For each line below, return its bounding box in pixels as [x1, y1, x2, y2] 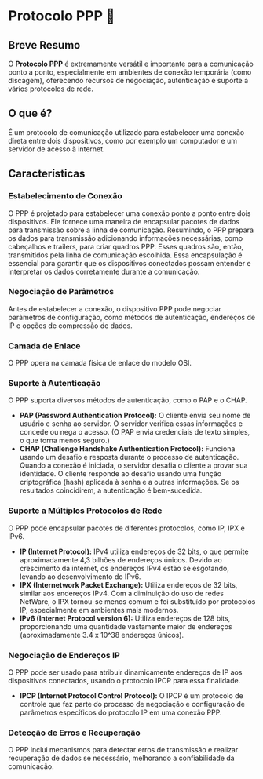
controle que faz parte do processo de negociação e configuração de [19, 699, 246, 708]
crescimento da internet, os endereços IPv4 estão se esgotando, [19, 563, 229, 573]
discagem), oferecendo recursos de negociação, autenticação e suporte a [8, 76, 249, 85]
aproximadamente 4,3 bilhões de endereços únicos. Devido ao [19, 555, 222, 564]
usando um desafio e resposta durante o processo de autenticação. [19, 453, 239, 462]
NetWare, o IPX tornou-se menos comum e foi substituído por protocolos [19, 596, 256, 606]
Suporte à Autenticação [8, 378, 101, 389]
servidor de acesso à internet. [8, 144, 105, 154]
